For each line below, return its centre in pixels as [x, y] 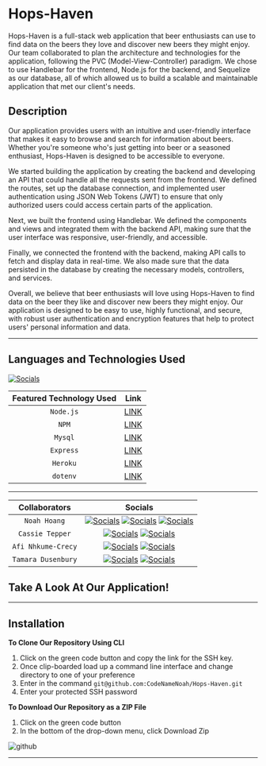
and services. [30, 278]
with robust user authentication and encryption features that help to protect [131, 318]
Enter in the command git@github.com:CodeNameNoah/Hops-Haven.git [131, 683]
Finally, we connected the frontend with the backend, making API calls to [127, 252]
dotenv [64, 476]
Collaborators [45, 507]
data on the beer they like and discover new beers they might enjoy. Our [126, 302]
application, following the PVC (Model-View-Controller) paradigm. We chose [133, 61]
